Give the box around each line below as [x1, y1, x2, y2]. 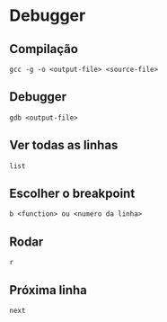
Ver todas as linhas [9, 138, 119, 153]
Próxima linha [9, 282, 88, 298]
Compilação [9, 41, 79, 57]
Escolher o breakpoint [9, 186, 136, 201]
